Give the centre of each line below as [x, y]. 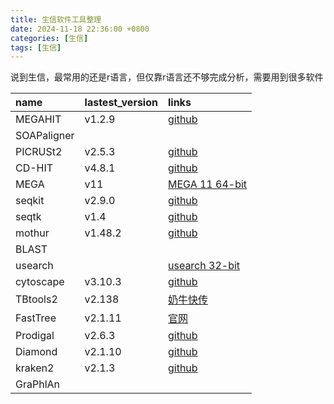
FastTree [36, 318]
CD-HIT [34, 168]
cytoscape [40, 282]
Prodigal [35, 336]
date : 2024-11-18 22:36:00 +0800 [80, 29]
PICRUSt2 [39, 152]
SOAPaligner [45, 136]
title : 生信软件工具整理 [56, 19]
